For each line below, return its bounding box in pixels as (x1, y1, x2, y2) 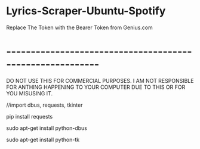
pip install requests (6, 113, 53, 120)
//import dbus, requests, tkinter (6, 101, 83, 108)
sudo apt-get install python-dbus (6, 124, 88, 132)
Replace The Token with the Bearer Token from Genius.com (6, 24, 153, 31)
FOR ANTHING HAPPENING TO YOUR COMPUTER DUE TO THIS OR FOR (6, 83, 186, 91)
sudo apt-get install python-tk (6, 136, 79, 143)
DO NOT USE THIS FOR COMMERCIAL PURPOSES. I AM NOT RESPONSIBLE (6, 77, 194, 84)
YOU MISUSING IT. (6, 89, 53, 97)
